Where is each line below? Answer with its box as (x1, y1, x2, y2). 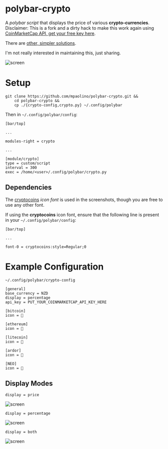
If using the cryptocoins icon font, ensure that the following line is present (5, 212, 159, 218)
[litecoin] (5, 335, 28, 340)
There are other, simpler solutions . (5, 40, 76, 46)
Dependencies (5, 183, 52, 192)
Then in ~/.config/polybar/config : (5, 111, 78, 117)
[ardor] (5, 348, 22, 353)
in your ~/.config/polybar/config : (5, 217, 76, 223)
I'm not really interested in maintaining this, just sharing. (5, 50, 121, 56)
